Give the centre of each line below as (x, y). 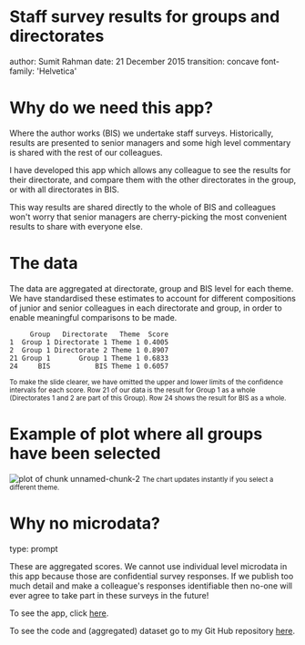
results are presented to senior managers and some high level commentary (150, 142)
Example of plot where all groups (136, 434)
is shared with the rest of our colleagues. (86, 152)
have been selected (85, 454)
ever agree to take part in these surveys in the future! (109, 595)
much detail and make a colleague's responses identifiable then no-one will (151, 586)
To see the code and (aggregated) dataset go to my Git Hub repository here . (152, 630)
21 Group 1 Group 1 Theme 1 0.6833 (89, 358)
